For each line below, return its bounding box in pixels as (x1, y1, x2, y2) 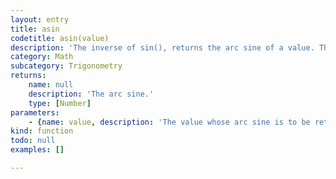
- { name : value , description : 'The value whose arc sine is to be (28, 117, 311, 127)
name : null (28, 80, 74, 90)
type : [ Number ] (28, 98, 92, 108)
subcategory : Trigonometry (10, 61, 123, 71)
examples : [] (10, 145, 65, 155)
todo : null (10, 136, 56, 146)
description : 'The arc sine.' (28, 89, 155, 99)
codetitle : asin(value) (10, 33, 110, 43)
